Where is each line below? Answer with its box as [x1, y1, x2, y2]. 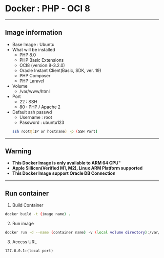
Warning [5, 147, 32, 156]
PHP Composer [19, 72, 51, 78]
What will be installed [12, 47, 55, 52]
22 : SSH [19, 98, 38, 104]
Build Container [12, 202, 44, 208]
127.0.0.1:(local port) [5, 248, 54, 253]
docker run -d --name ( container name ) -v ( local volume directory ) [5, 230, 147, 235]
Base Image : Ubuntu [12, 41, 55, 47]
